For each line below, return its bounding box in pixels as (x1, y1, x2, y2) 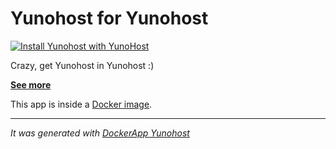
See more (10, 78, 52, 91)
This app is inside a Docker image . (10, 98, 153, 110)
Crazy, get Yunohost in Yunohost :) (10, 59, 155, 71)
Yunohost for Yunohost (10, 7, 209, 30)
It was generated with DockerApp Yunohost (10, 127, 190, 139)
